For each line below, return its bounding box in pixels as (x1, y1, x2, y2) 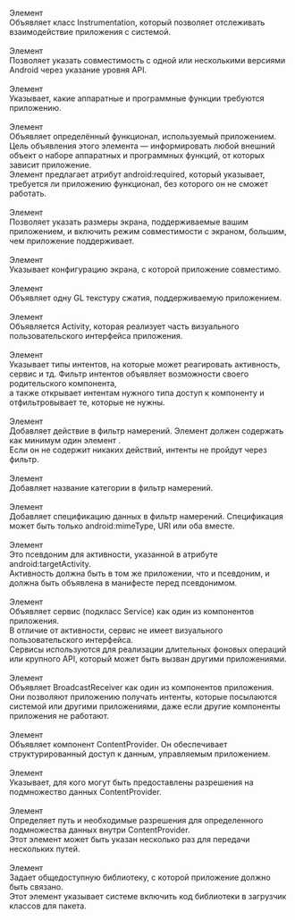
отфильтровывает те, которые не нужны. (9, 397, 165, 408)
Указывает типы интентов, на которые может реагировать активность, (9, 359, 281, 369)
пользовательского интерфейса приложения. (9, 331, 183, 341)
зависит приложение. (9, 160, 92, 170)
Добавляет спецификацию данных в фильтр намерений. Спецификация (9, 511, 284, 521)
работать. (9, 188, 47, 198)
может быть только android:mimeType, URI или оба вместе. (9, 520, 235, 531)
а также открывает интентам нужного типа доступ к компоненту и (9, 388, 265, 398)
